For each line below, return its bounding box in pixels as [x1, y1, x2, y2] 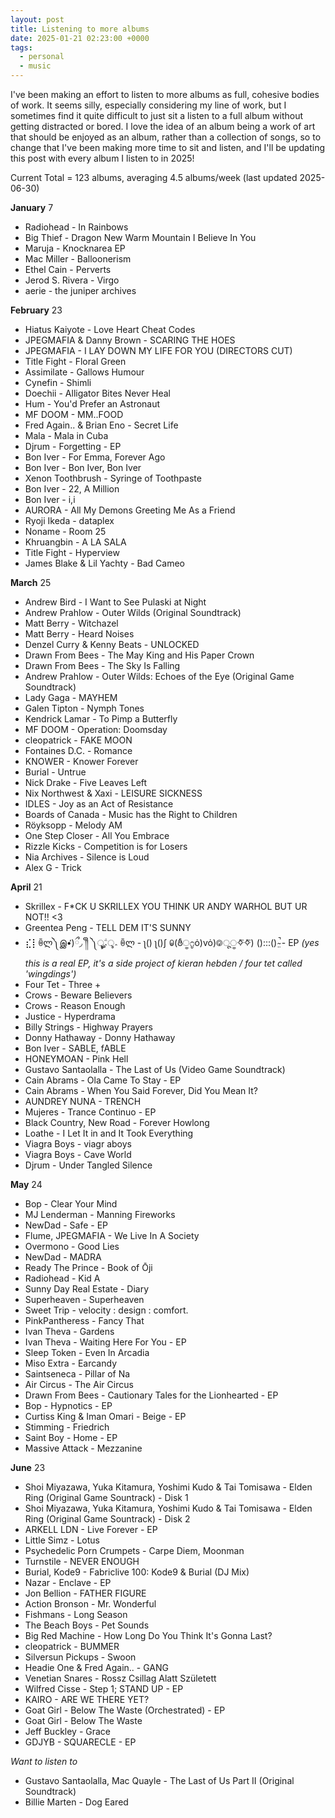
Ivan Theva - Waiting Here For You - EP [24, 1336, 187, 1348]
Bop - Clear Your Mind [24, 1198, 118, 1210]
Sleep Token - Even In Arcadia [24, 1347, 150, 1358]
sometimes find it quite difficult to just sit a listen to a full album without [10, 110, 303, 121]
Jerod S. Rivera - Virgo [24, 274, 120, 286]
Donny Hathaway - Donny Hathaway [24, 1032, 176, 1043]
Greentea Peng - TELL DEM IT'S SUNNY [24, 922, 192, 933]
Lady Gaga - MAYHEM [24, 692, 118, 703]
